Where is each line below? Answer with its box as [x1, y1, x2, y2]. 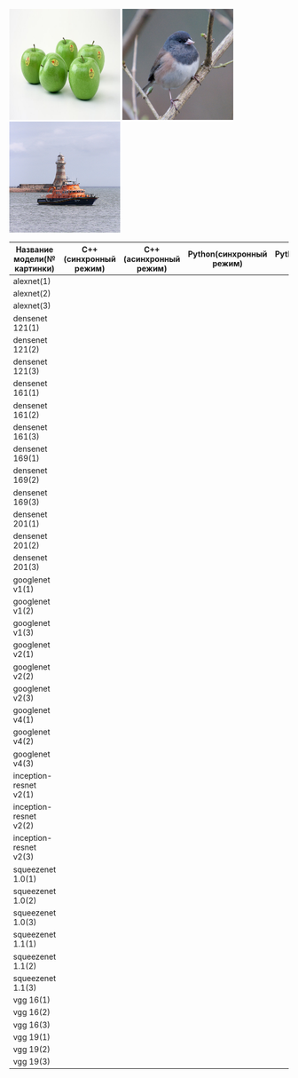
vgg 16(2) [12, 1007, 51, 1018]
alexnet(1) [12, 275, 51, 286]
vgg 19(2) [12, 1044, 51, 1054]
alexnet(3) [12, 300, 51, 311]
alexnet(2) [12, 289, 51, 298]
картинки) [14, 263, 55, 273]
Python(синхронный [187, 249, 268, 259]
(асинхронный [123, 253, 181, 264]
